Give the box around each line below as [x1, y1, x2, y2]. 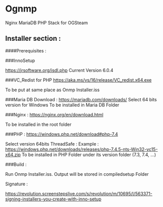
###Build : [5, 161, 27, 167]
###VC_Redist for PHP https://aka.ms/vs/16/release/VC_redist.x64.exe [5, 77, 152, 83]
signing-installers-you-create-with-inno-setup [5, 196, 102, 202]
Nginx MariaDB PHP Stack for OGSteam [5, 20, 88, 26]
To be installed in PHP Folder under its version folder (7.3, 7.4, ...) [22, 152, 156, 158]
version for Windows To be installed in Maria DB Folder [5, 102, 120, 108]
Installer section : [5, 34, 62, 43]
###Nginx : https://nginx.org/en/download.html [5, 111, 103, 117]
